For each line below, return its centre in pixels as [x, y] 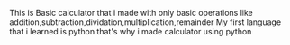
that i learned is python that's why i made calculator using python [131, 31]
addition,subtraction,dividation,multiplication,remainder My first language [145, 22]
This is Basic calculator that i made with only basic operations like [131, 13]
